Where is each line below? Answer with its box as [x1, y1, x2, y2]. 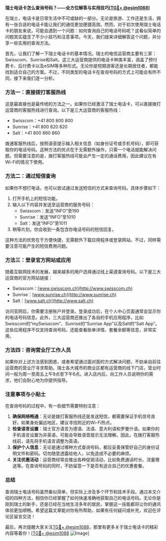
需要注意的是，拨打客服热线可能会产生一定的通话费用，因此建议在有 [18, 153, 157, 159]
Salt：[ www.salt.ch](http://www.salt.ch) [12, 298, 94, 304]
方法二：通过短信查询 [5, 173, 56, 180]
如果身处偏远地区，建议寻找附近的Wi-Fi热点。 [21, 420, 115, 426]
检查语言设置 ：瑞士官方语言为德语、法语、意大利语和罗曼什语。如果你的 [12, 426, 160, 432]
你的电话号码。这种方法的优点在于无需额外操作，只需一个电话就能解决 [9, 147, 152, 153]
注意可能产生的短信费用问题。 [9, 243, 70, 249]
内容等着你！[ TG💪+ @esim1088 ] [5, 530, 90, 536]
